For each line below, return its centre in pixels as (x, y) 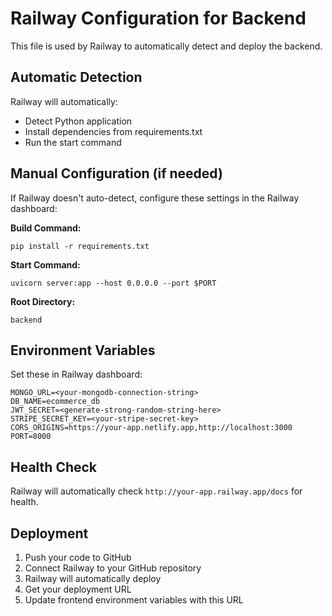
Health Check (54, 467)
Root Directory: (43, 301)
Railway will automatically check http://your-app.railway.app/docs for (156, 491)
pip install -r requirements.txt (80, 246)
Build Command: (46, 228)
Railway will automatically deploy (93, 578)
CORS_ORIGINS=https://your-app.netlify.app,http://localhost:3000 (151, 428)
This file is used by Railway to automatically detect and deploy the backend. (166, 46)
